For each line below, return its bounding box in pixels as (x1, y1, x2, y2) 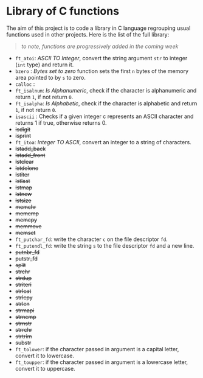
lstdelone (15, 164, 38, 172)
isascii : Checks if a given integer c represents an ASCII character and (15, 113, 194, 120)
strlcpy (15, 293, 33, 301)
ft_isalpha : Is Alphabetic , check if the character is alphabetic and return (15, 99, 198, 107)
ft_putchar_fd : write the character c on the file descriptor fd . (15, 236, 168, 243)
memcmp (15, 209, 40, 217)
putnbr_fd (15, 248, 40, 256)
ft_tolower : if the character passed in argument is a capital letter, (15, 345, 179, 352)
